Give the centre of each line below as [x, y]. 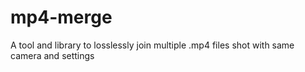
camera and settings [52, 55]
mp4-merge [61, 17]
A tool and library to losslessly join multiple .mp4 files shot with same [152, 45]
